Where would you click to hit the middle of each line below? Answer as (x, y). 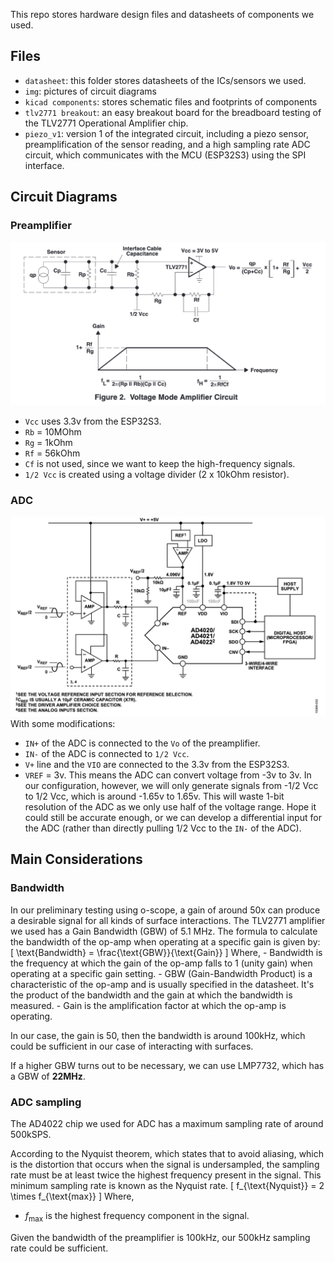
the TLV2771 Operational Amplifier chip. (106, 123)
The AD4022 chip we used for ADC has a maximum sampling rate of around (167, 1124)
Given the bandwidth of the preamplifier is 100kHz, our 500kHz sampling (160, 1237)
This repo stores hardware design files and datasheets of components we (162, 14)
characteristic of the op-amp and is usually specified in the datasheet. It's (162, 984)
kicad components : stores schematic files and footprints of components (171, 101)
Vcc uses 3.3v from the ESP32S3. (93, 421)
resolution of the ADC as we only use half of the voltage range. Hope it (170, 807)
